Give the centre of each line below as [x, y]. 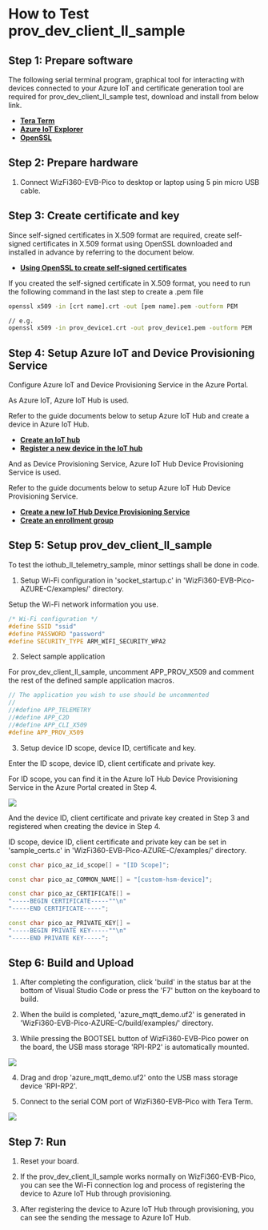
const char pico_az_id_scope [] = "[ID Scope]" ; [89, 865]
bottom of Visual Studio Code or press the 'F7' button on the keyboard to [140, 991]
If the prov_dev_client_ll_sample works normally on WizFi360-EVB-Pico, [138, 1176]
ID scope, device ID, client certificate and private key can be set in [117, 842]
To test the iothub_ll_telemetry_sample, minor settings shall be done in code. [134, 564]
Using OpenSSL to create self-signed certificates [103, 267]
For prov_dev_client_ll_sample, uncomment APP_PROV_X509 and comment [131, 672]
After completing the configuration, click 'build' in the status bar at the [136, 982]
